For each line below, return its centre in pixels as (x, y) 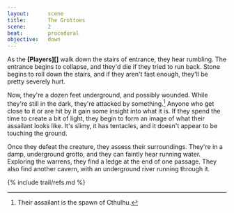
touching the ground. (37, 133)
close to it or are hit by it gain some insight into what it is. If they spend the (114, 111)
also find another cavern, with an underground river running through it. (109, 168)
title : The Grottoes (46, 20)
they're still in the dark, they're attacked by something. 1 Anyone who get (111, 103)
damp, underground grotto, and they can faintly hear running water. (104, 154)
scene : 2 (29, 26)
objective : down (34, 40)
